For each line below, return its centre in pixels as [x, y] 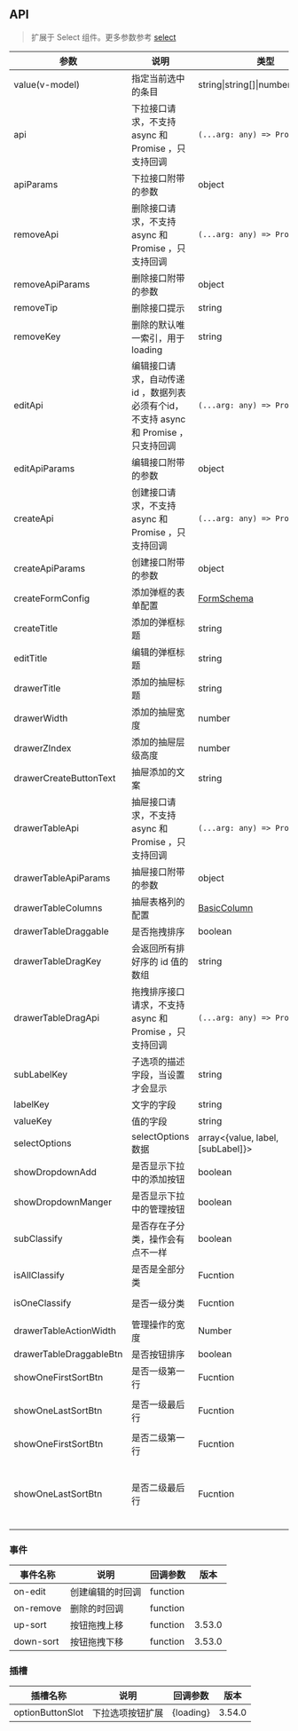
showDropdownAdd [55, 1172]
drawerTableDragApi [57, 1017]
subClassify [38, 1238]
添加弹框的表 [158, 592]
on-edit [30, 1592]
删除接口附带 [158, 278]
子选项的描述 [158, 1062]
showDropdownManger [63, 1202]
